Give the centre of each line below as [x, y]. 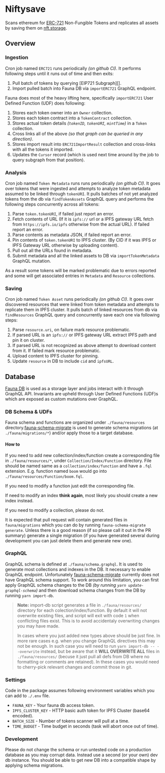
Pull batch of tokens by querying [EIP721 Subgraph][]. [67, 83]
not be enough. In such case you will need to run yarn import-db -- [86, 646]
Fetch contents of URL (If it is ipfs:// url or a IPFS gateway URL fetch [83, 219]
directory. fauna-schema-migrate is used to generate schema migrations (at [82, 428]
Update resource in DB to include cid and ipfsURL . [63, 361]
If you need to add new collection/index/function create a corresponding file [82, 455]
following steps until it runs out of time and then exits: [60, 73]
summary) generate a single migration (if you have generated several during [82, 535]
